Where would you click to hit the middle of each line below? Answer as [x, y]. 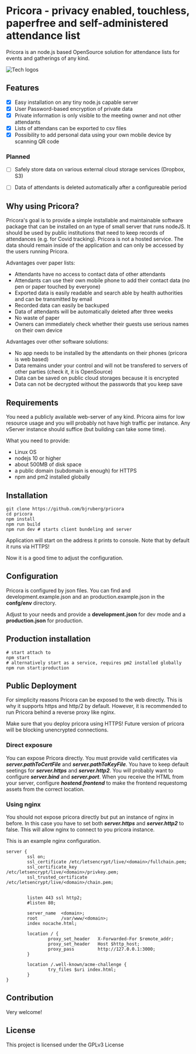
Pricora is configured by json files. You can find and [68, 590]
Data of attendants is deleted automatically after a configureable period [101, 187]
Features [23, 88]
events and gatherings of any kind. [48, 58]
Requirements [32, 403]
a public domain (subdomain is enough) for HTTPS [75, 471]
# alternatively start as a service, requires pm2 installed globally [94, 663]
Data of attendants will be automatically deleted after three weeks [94, 311]
